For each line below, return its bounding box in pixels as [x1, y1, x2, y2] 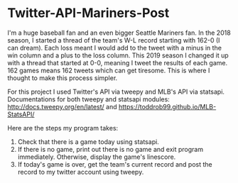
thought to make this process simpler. [7, 73, 118, 82]
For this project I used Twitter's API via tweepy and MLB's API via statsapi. [7, 87, 225, 96]
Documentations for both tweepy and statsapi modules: [7, 94, 171, 104]
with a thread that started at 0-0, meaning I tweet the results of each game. [7, 58, 228, 67]
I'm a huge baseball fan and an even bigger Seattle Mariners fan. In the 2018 [7, 28, 231, 37]
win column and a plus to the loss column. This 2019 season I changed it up [7, 51, 229, 60]
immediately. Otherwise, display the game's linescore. [17, 152, 176, 161]
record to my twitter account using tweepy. [17, 167, 144, 176]
